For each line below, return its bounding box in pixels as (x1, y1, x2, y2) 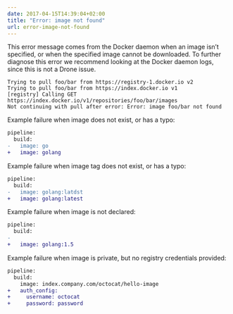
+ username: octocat (7, 294, 80, 301)
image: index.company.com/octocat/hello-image (20, 280, 159, 287)
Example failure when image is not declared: (7, 208, 136, 216)
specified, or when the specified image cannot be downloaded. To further (7, 50, 222, 58)
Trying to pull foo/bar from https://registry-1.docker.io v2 (7, 79, 194, 86)
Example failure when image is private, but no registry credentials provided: (7, 253, 227, 262)
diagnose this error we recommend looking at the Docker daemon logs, (7, 58, 214, 66)
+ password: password (7, 300, 83, 307)
